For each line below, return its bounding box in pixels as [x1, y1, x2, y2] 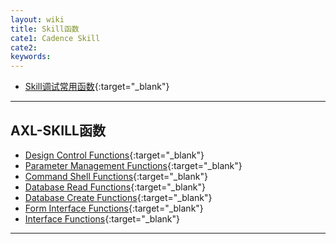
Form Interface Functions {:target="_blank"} [24, 202, 204, 214]
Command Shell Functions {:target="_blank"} [24, 170, 208, 182]
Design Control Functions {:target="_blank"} [24, 149, 205, 161]
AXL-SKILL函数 [10, 122, 106, 139]
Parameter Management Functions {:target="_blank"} [24, 159, 243, 171]
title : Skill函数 [10, 24, 80, 34]
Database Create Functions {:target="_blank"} [24, 191, 213, 203]
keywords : [10, 52, 52, 62]
